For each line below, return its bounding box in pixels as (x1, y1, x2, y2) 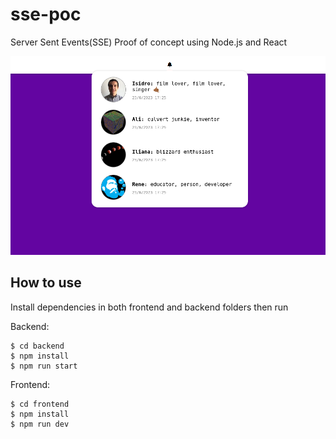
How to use (10, 274, 82, 292)
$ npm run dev (10, 419, 70, 429)
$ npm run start (10, 361, 78, 371)
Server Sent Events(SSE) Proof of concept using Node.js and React (10, 36, 288, 48)
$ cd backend (10, 341, 65, 351)
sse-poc (10, 3, 82, 26)
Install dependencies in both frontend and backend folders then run (10, 301, 289, 313)
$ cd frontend (10, 399, 70, 409)
